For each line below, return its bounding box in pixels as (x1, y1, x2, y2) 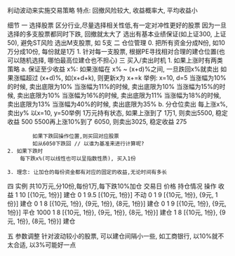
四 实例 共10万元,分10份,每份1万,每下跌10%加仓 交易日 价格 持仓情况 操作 (7, 182, 217, 190)
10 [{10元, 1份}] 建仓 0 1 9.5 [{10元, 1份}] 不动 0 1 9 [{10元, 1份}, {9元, (19, 191, 214, 198)
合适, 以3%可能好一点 (13, 241, 76, 249)
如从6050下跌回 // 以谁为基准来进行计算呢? (32, 140, 145, 147)
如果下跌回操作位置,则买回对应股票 (32, 133, 119, 140)
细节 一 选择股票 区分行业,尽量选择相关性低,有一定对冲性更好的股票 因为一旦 (7, 21, 227, 29)
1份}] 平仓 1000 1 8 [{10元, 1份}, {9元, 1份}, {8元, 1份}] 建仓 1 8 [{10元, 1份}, (7, 208, 218, 216)
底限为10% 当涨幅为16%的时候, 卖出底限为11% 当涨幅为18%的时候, (29, 91, 222, 100)
